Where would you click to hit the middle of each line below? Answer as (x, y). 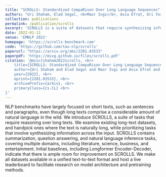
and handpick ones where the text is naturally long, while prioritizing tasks (81, 128)
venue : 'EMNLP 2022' (26, 38)
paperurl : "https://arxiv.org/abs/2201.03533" (54, 51)
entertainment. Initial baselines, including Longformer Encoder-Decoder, (79, 149)
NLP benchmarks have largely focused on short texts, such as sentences (80, 107)
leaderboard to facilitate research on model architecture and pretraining (78, 165)
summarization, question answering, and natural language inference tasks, (81, 138)
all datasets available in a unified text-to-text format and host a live (73, 160)
